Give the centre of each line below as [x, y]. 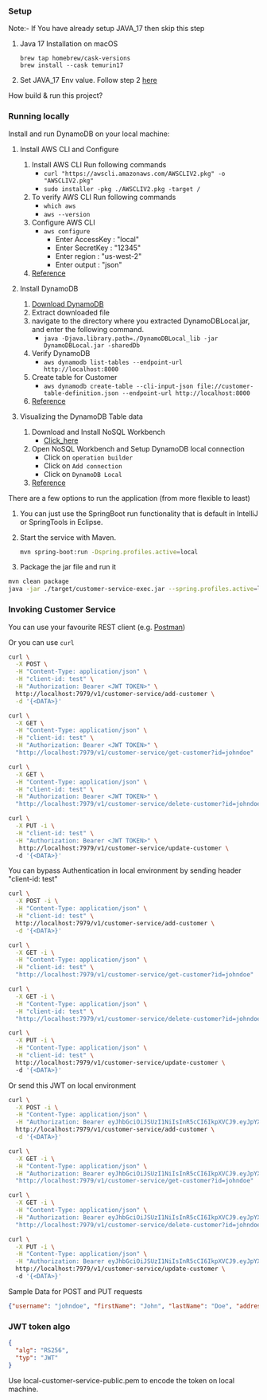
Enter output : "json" [89, 264]
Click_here [61, 440]
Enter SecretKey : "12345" [98, 248]
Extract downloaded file [70, 312]
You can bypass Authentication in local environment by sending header [125, 870]
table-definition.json [81, 393]
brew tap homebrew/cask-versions [75, 59]
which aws [60, 206]
